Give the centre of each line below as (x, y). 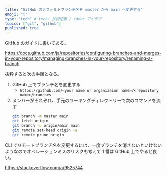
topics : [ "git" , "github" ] (33, 24)
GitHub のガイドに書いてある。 (37, 43)
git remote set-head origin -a (45, 130)
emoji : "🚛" (16, 14)
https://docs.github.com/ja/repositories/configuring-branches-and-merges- (83, 53)
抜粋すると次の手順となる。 (34, 74)
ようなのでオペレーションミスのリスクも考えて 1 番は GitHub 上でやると (79, 151)
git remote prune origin (38, 135)
